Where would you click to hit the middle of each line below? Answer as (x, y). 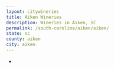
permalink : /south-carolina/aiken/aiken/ (58, 28)
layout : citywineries (33, 11)
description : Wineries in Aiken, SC (51, 22)
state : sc (18, 34)
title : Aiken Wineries (34, 17)
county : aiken (24, 39)
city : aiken (21, 45)
